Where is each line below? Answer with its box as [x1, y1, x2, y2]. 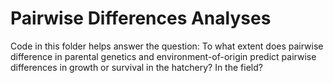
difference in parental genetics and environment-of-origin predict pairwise [10, 50, 317, 62]
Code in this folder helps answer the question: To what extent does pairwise [10, 40, 324, 52]
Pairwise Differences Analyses [10, 7, 272, 30]
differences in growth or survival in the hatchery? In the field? [10, 61, 263, 73]
